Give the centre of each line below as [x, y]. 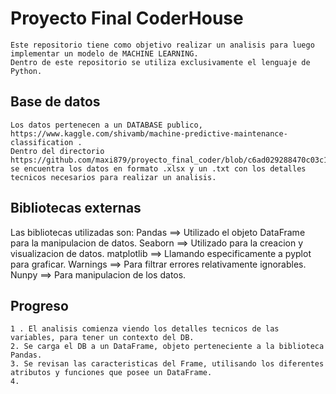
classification [42, 142]
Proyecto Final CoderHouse [127, 18]
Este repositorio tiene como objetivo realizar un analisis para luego [162, 45]
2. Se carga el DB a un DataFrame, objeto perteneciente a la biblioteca [167, 347]
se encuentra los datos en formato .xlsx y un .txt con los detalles [158, 168]
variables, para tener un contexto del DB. [102, 338]
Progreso [39, 305]
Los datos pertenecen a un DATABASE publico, [106, 125]
